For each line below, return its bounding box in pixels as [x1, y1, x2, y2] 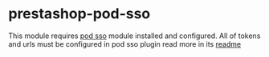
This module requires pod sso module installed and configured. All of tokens [8, 31, 261, 40]
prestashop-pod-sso [8, 5, 151, 23]
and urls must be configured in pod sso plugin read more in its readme [8, 39, 242, 48]
